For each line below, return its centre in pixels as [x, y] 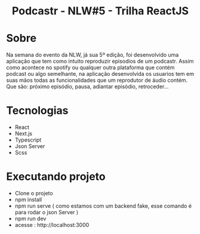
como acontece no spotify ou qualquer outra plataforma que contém [90, 67]
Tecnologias [37, 111]
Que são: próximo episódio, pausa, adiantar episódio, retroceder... [87, 87]
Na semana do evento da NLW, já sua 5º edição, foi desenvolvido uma [93, 55]
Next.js [24, 134]
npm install [28, 199]
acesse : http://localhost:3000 [52, 225]
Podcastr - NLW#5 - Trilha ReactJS [100, 11]
